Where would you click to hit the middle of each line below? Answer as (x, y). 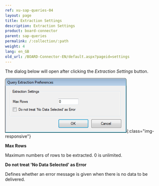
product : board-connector (31, 31)
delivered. (15, 179)
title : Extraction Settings (34, 21)
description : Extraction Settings (40, 26)
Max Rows (16, 145)
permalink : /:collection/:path (37, 41)
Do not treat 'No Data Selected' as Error (46, 165)
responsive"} (18, 136)
